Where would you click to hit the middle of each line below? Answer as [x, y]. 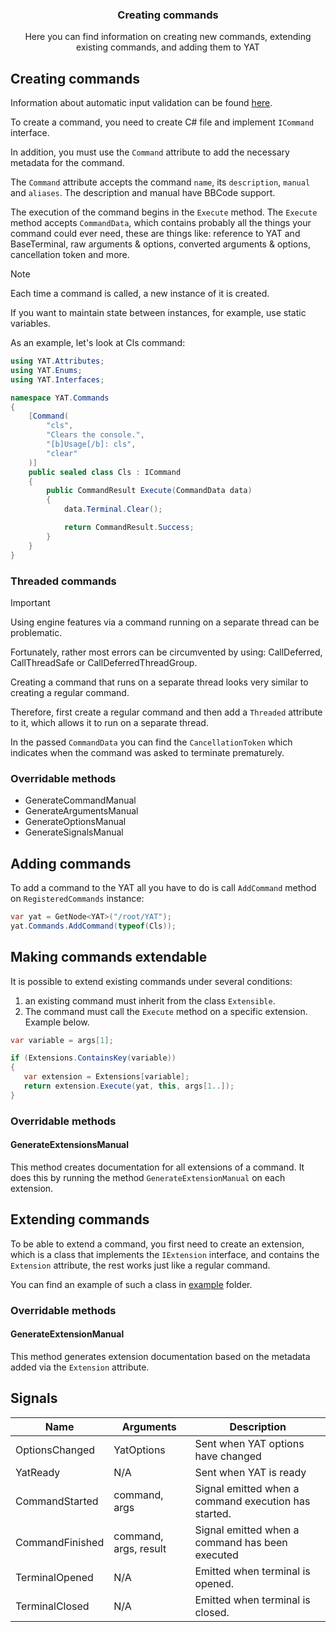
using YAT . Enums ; [46, 370]
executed [216, 1555]
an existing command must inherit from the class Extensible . [150, 1000]
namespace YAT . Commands [60, 398]
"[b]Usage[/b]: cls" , [91, 444]
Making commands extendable [109, 957]
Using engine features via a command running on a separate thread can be [165, 622]
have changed [228, 1456]
